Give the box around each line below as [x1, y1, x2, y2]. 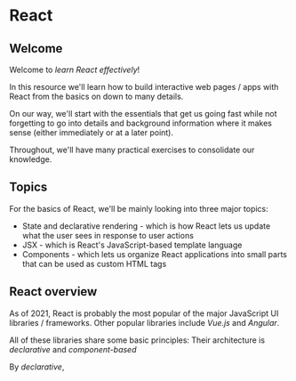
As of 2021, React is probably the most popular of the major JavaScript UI [9, 308, 279, 319]
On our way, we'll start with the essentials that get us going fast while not [9, 109, 277, 118]
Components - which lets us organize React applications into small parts [21, 248, 287, 259]
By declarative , [9, 361, 65, 372]
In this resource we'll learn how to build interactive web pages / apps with [9, 82, 279, 92]
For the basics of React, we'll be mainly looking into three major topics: [9, 203, 268, 214]
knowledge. [9, 154, 52, 165]
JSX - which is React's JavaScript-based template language [21, 239, 243, 250]
